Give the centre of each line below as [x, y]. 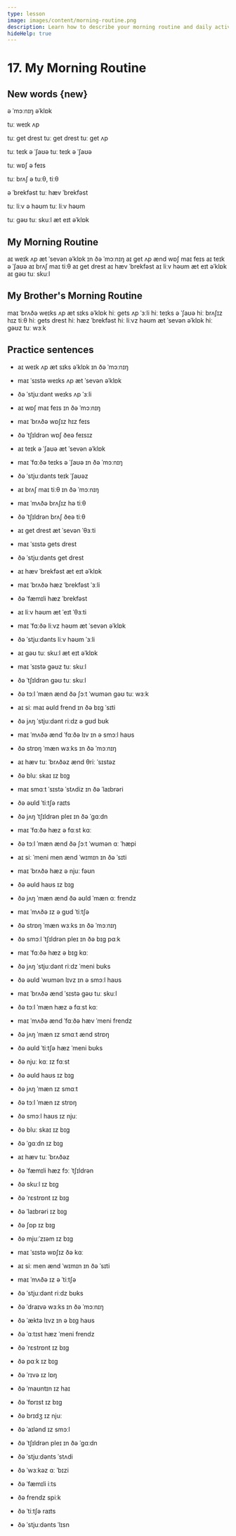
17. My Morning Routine [77, 68]
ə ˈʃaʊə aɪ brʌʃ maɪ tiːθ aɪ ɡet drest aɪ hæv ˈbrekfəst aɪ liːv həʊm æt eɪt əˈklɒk [117, 266]
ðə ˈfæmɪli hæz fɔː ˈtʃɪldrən [55, 1170]
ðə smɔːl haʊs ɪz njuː [47, 1116]
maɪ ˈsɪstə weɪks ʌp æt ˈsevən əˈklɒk [69, 380]
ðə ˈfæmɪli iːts [37, 1483]
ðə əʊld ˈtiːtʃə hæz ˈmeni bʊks [60, 1047]
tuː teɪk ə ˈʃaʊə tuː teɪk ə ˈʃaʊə [50, 152]
